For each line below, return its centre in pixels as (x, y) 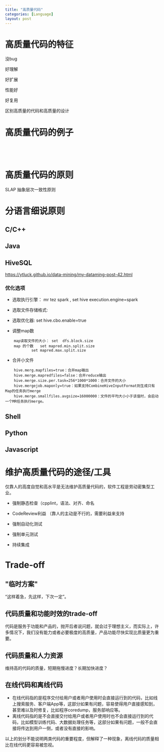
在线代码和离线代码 (34, 685)
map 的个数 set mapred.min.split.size (54, 346)
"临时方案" (21, 584)
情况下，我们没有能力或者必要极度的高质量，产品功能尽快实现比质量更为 (82, 632)
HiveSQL (19, 263)
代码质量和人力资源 (34, 655)
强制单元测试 (25, 534)
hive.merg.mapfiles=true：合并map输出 (51, 370)
